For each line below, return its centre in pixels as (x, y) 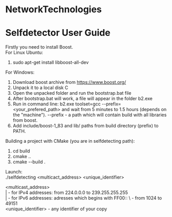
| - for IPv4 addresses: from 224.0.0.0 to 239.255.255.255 (67, 192)
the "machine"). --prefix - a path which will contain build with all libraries (90, 115)
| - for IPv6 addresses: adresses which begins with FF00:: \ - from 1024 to (84, 198)
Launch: (14, 172)
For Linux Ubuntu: (24, 53)
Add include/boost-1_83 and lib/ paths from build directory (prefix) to (85, 126)
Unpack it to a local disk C (40, 88)
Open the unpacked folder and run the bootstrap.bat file (72, 93)
